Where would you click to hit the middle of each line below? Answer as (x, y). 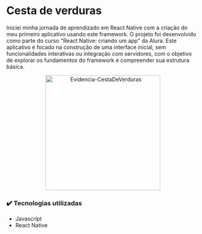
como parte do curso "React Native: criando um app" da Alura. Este (92, 40)
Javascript (28, 219)
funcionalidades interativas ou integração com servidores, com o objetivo (99, 53)
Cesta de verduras (54, 11)
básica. (16, 66)
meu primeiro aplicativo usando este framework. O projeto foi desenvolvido (101, 34)
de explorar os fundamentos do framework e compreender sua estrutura (98, 60)
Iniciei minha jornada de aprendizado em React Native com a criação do (97, 28)
